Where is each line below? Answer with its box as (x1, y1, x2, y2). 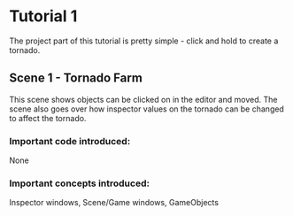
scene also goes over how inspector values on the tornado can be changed (9, 104, 285, 114)
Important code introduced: (9, 135, 131, 147)
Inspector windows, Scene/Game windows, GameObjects (9, 197, 220, 208)
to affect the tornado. (9, 112, 87, 123)
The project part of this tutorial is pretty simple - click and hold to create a (9, 35, 279, 46)
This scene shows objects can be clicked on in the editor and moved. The (9, 94, 278, 104)
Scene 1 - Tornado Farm (9, 71, 143, 86)
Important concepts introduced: (9, 177, 150, 189)
